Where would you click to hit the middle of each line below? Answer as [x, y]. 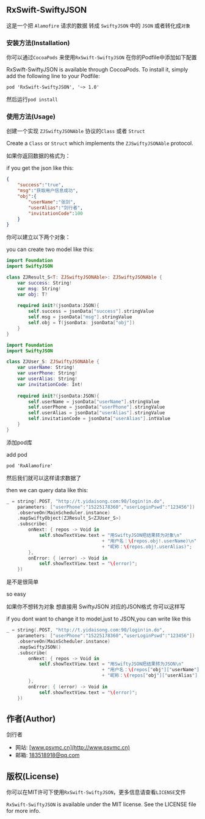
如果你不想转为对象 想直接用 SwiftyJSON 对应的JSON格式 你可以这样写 [96, 606]
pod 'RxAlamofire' [30, 466]
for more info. [23, 811]
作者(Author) [31, 719]
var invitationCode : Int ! [50, 384]
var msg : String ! [39, 289]
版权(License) [33, 776]
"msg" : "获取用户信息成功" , [48, 191]
